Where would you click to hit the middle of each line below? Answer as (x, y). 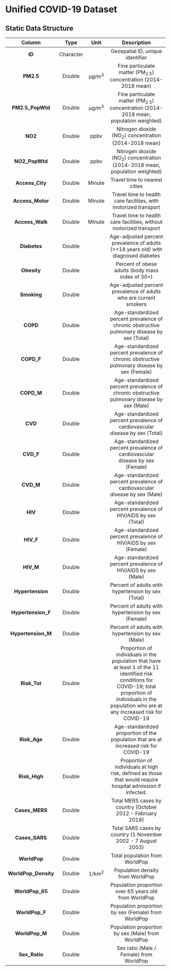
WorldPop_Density (31, 873)
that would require (136, 780)
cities (136, 186)
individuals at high (136, 767)
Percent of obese (136, 264)
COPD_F (31, 359)
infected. (136, 792)
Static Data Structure (39, 28)
